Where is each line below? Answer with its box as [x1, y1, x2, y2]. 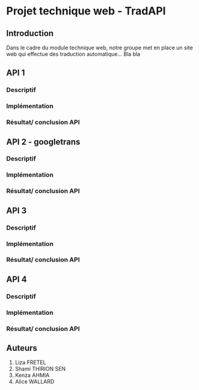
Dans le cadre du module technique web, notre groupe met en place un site [6, 44, 194, 51]
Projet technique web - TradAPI [6, 4, 167, 18]
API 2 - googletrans [6, 136, 81, 147]
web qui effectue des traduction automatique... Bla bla [6, 50, 141, 58]
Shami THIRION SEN [14, 365, 66, 373]
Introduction [6, 28, 54, 38]
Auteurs [6, 343, 38, 353]
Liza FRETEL [14, 359, 46, 366]
